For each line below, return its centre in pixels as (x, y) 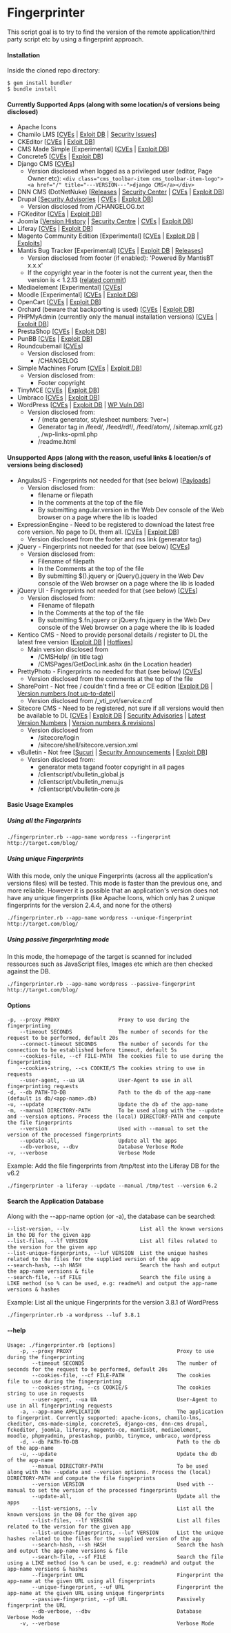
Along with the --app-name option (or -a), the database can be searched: (111, 1216)
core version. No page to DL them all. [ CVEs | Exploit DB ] (98, 532)
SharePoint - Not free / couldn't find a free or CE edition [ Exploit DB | (115, 686)
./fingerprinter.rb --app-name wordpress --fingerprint (89, 837)
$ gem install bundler (40, 83)
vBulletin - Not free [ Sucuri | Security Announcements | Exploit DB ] (112, 752)
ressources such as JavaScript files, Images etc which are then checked (110, 964)
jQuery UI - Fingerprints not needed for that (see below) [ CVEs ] (107, 590)
